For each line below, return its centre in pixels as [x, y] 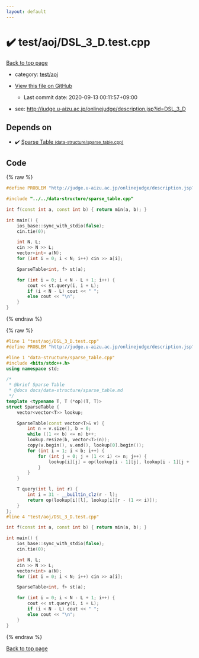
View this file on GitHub [44, 86]
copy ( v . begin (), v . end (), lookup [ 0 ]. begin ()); [86, 445]
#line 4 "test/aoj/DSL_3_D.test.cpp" [53, 517]
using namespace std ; [33, 369]
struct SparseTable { [33, 407]
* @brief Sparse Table [37, 385]
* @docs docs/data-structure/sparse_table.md [66, 390]
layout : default [26, 12]
